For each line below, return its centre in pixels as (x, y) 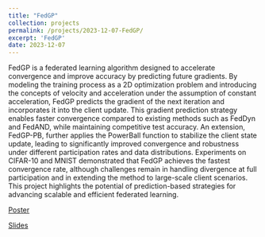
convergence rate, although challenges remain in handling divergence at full (132, 169)
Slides (18, 225)
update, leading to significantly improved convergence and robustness (124, 144)
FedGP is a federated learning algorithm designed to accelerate (112, 68)
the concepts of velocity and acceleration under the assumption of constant (132, 93)
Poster (19, 210)
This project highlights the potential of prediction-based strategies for (122, 186)
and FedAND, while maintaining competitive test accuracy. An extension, (127, 127)
